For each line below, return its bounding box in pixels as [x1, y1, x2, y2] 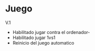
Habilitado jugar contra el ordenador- [12, 29, 90, 35]
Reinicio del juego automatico [12, 39, 74, 45]
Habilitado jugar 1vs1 [12, 34, 56, 40]
